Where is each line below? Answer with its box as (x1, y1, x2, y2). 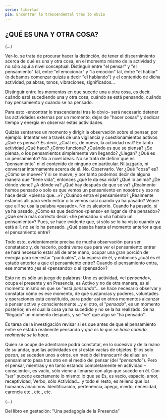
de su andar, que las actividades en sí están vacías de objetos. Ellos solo (5, 347, 154, 353)
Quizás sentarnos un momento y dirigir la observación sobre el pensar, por (5, 129, 158, 135)
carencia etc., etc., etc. (5, 389, 52, 395)
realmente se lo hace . (5, 332, 50, 338)
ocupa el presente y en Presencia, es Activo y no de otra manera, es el (5, 280, 150, 286)
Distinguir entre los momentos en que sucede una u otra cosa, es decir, (5, 89, 151, 95)
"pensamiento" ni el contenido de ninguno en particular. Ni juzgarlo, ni (5, 161, 149, 167)
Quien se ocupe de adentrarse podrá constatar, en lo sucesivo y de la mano (5, 342, 160, 348)
